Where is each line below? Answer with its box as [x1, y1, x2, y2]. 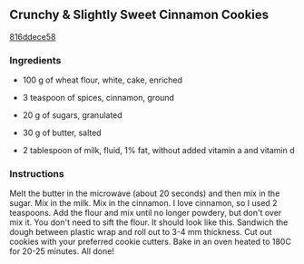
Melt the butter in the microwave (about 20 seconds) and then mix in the [9, 188, 280, 199]
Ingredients [9, 54, 62, 66]
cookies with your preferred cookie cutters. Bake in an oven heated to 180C [9, 236, 292, 248]
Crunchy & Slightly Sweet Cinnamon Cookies [9, 7, 270, 23]
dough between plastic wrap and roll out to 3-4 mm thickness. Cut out [9, 227, 272, 238]
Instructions [9, 168, 65, 181]
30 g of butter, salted [22, 127, 102, 139]
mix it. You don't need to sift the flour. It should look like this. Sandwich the [9, 217, 289, 228]
